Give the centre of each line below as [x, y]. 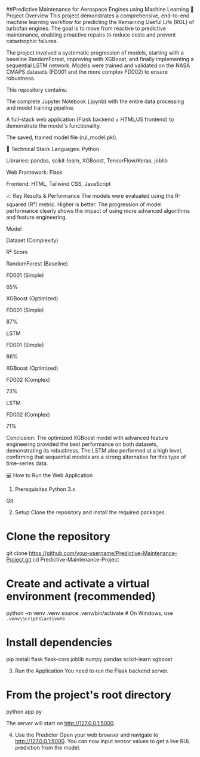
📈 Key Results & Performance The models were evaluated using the [90, 196]
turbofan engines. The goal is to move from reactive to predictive [86, 28]
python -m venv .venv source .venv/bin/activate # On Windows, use [90, 613]
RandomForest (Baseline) [37, 263]
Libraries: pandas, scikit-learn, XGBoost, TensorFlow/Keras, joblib [87, 161]
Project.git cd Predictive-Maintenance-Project [63, 559]
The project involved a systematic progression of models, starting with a [95, 53]
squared [16, 204]
